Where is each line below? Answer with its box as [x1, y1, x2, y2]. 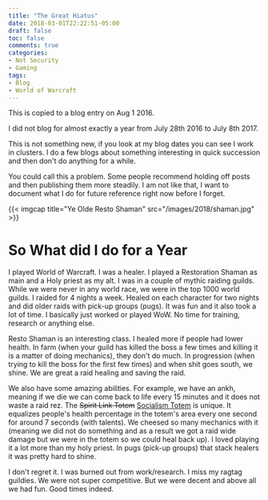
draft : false [8, 26, 52, 34]
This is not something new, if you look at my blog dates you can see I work [8, 139, 254, 149]
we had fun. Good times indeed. [8, 484, 114, 494]
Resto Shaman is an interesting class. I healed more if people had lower [8, 334, 244, 344]
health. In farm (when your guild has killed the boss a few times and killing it [8, 342, 258, 353]
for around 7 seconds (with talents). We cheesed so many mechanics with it [8, 417, 258, 427]
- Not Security [8, 57, 59, 65]
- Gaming [8, 64, 38, 72]
